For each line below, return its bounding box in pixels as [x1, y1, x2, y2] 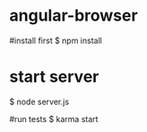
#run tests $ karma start [9, 113, 99, 124]
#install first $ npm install [9, 35, 103, 46]
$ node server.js [9, 96, 70, 107]
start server [9, 66, 99, 87]
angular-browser [9, 5, 138, 26]
